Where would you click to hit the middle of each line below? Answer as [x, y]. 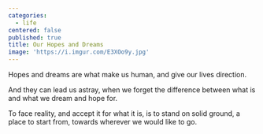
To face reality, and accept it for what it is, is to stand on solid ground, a [124, 114]
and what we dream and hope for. [63, 98]
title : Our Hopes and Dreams [56, 45]
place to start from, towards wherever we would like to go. [103, 122]
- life [26, 23]
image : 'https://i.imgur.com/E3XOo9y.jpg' [79, 52]
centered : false [35, 30]
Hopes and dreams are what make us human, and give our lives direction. [127, 74]
